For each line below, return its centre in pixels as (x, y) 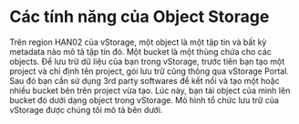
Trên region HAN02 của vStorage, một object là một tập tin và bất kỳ (138, 42)
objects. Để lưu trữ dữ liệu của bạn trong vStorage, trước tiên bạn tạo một (147, 61)
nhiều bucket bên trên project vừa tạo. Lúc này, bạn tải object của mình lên (150, 90)
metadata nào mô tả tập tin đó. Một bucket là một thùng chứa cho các (140, 51)
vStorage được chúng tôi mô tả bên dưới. (86, 109)
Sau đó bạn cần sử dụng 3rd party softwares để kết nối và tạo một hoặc (144, 80)
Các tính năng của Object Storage (139, 17)
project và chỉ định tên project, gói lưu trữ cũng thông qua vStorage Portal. (149, 71)
